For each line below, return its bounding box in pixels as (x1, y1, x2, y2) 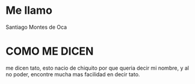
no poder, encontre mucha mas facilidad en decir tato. (5, 70, 140, 78)
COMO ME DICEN (5, 44, 94, 58)
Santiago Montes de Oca (5, 23, 67, 31)
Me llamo (5, 4, 52, 17)
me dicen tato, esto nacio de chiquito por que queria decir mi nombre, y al (5, 64, 189, 71)
